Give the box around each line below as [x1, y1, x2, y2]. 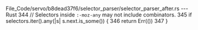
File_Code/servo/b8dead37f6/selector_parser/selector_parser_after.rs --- [5, 5, 188, 12]
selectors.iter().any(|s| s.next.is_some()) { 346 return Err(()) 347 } [5, 18, 168, 24]
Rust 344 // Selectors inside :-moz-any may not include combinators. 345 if [5, 11, 193, 18]
